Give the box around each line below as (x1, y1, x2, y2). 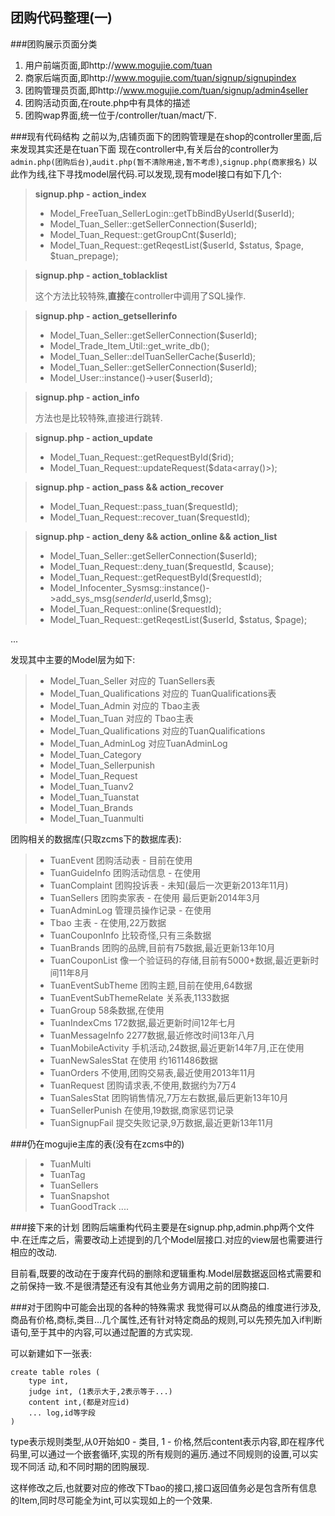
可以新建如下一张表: (10, 1347, 93, 1359)
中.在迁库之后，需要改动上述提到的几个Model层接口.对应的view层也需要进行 (10, 1233, 323, 1245)
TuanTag (49, 1168, 86, 1180)
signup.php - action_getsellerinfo (34, 309, 178, 322)
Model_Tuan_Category (49, 748, 142, 760)
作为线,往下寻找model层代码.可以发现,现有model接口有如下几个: (18, 168, 282, 180)
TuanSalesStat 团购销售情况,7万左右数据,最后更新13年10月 (49, 1091, 289, 1103)
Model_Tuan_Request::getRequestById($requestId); (49, 571, 263, 583)
